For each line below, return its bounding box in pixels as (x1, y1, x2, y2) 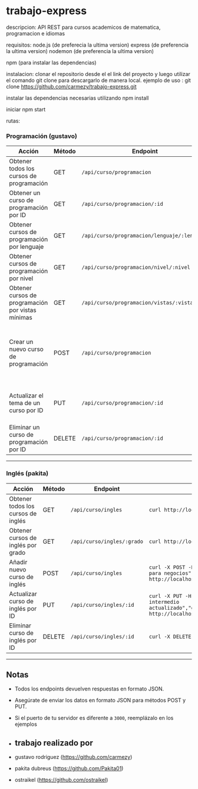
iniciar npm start (6, 106, 46, 113)
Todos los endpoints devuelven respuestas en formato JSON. (14, 685, 164, 692)
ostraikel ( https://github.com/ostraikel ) (14, 777, 108, 784)
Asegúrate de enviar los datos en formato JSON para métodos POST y (14, 697, 186, 704)
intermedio (148, 599, 180, 605)
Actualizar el (9, 392, 44, 400)
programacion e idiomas (6, 29, 65, 37)
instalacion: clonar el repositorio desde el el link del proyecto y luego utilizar (6, 70, 190, 77)
